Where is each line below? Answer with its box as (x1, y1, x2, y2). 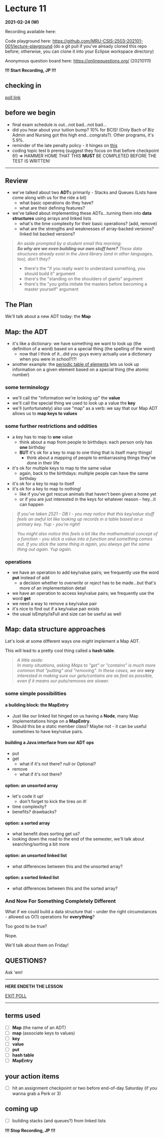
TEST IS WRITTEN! (12, 158, 50, 164)
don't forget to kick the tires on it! (19, 799, 87, 804)
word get (12, 595, 31, 601)
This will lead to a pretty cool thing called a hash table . (5, 648, 116, 653)
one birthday (19, 444, 45, 450)
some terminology (5, 384, 50, 391)
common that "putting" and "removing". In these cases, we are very (17, 667, 155, 673)
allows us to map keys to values (12, 411, 78, 417)
